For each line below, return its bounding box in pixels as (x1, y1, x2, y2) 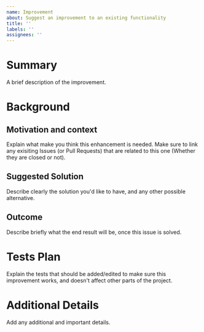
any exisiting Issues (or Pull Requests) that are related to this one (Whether (6, 147, 195, 155)
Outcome (6, 212, 43, 223)
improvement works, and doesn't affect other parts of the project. (6, 277, 173, 284)
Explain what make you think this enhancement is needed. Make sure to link (6, 141, 198, 148)
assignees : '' (6, 32, 43, 38)
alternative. (6, 194, 35, 201)
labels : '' (6, 26, 34, 33)
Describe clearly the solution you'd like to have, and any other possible (6, 188, 186, 195)
